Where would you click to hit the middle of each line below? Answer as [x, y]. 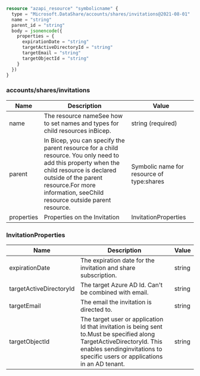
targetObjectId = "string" [55, 58]
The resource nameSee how [83, 116]
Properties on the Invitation [82, 217]
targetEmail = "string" [51, 53]
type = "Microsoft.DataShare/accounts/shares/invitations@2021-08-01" [101, 14]
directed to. [96, 309]
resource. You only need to [81, 155]
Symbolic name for [158, 166]
